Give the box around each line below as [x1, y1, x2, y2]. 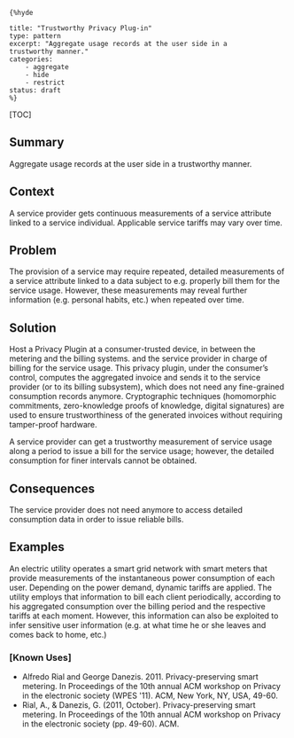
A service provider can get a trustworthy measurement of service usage [9, 436, 273, 447]
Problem [9, 243, 58, 258]
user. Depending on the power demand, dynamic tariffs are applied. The [9, 582, 273, 593]
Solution [9, 320, 57, 335]
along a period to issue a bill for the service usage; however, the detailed [9, 446, 275, 457]
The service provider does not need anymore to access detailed [9, 505, 244, 515]
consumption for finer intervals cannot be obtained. [9, 455, 197, 466]
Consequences [9, 481, 96, 496]
